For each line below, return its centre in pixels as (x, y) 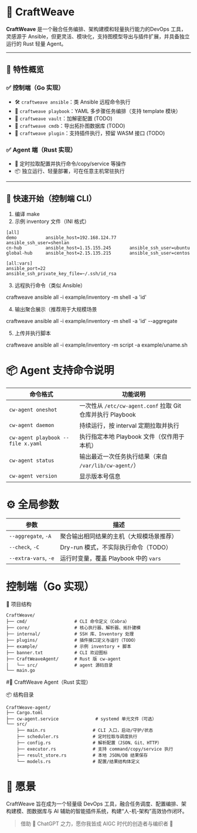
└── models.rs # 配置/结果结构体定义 (78, 761)
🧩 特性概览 (25, 70)
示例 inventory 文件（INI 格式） (52, 221)
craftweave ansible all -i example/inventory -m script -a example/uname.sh (97, 345)
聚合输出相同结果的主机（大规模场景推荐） (119, 536)
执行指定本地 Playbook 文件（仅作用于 (132, 437)
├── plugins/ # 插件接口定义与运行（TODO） (72, 640)
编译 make (27, 214)
